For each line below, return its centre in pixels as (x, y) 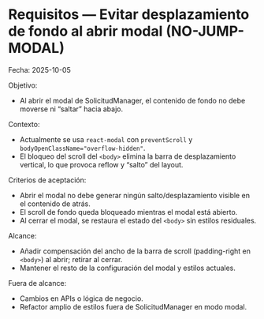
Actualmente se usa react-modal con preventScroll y (106, 139)
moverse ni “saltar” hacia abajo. (71, 109)
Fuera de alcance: (37, 283)
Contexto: (24, 124)
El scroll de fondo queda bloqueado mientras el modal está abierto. (128, 212)
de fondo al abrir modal (86, 31)
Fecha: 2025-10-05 (39, 69)
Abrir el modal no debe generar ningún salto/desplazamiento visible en (135, 195)
